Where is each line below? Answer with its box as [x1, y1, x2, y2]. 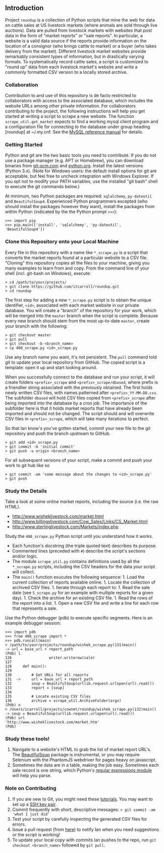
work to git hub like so [5, 462, 50, 468]
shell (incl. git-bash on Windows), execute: [5, 270, 92, 276]
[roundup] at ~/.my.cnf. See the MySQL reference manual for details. [5, 129, 143, 135]
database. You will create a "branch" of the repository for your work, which [5, 307, 157, 313]
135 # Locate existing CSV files [5, 694, 91, 699]
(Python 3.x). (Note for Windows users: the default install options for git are [5, 168, 157, 174]
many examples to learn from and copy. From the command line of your [5, 265, 149, 271]
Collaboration [5, 81, 38, 88]
